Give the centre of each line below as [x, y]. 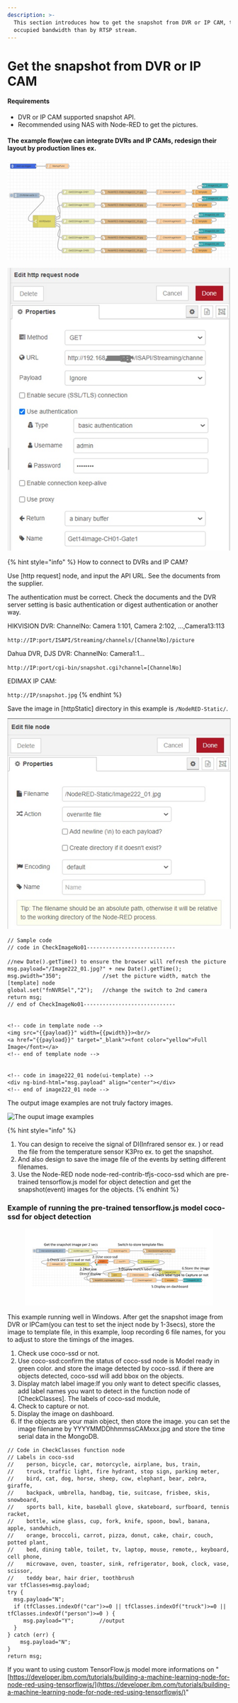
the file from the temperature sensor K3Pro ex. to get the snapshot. [115, 1152]
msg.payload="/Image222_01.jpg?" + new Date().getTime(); [95, 969]
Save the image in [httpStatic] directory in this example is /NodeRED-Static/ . [118, 709]
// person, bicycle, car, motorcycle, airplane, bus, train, [104, 1465]
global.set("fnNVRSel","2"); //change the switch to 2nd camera [107, 990]
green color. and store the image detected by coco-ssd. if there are [116, 1368]
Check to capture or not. [53, 1406]
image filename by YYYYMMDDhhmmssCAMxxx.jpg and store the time [121, 1429]
